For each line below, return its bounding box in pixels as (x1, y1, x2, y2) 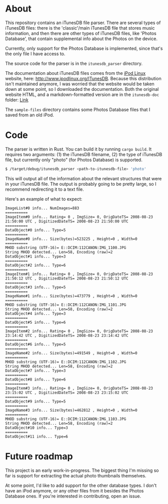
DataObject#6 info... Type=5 (5, 342, 66, 347)
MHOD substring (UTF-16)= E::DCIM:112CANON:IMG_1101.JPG (5, 302, 126, 307)
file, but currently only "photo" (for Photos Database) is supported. (5, 157, 142, 163)
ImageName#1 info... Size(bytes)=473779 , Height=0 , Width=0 (5, 293, 137, 299)
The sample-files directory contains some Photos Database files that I (5, 106, 150, 112)
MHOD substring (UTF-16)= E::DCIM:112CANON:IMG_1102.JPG (5, 359, 126, 364)
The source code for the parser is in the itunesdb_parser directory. (5, 60, 142, 66)
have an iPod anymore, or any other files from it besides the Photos (5, 487, 144, 493)
